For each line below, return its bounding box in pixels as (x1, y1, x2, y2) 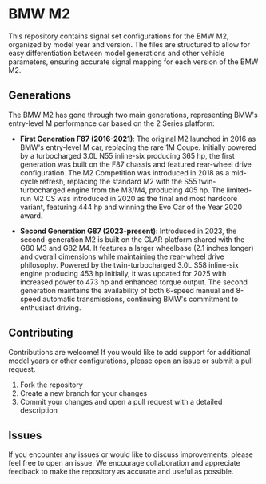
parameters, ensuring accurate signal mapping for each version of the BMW (8, 57, 259, 67)
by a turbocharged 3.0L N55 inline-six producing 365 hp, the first (19, 151, 236, 160)
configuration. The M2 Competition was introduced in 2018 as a (19, 167, 230, 177)
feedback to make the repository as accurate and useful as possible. (8, 466, 234, 477)
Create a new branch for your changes (19, 388, 148, 397)
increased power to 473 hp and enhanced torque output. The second (19, 277, 248, 287)
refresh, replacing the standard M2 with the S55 (39, 176, 197, 186)
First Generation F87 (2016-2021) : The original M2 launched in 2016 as (19, 134, 256, 143)
